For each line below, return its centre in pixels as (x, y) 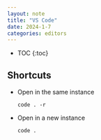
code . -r (32, 105)
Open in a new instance (51, 118)
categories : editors (37, 33)
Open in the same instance (56, 92)
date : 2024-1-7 (29, 27)
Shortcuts (29, 75)
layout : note (26, 14)
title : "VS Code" (32, 20)
